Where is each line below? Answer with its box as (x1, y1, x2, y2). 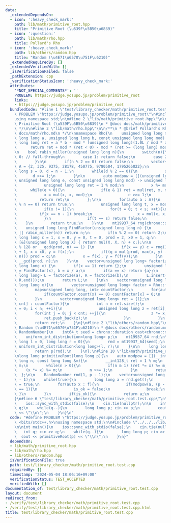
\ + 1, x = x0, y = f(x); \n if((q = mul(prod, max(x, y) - (14, 249, 167, 254)
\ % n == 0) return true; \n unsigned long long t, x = (14, 202, 158, 207)
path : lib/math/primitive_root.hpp (14, 21, 90, 27)
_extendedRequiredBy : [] (10, 60, 63, 65)
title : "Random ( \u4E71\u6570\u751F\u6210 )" (14, 55, 110, 60)
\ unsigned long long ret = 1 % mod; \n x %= (14, 183, 160, 188)
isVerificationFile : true (10, 458, 65, 463)
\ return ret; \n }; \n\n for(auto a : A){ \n (14, 197, 160, 202)
